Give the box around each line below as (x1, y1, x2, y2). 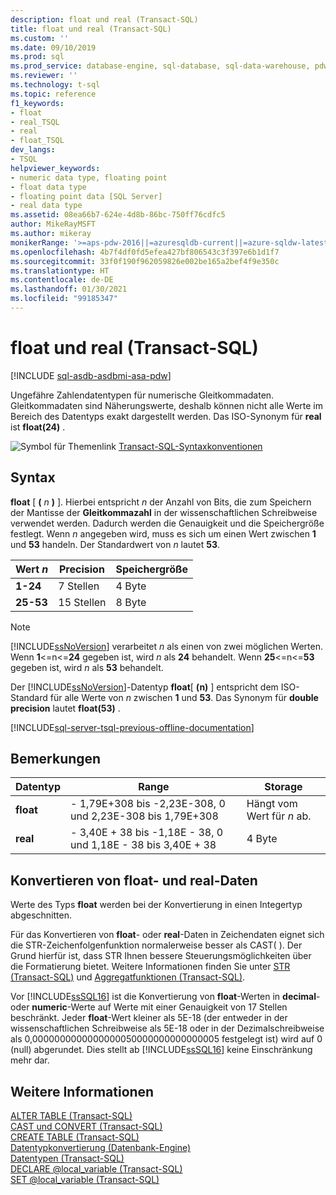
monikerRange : (10, 237, 70, 248)
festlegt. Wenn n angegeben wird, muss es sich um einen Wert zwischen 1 (10, 527, 317, 540)
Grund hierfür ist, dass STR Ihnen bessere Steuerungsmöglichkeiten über (10, 950, 312, 962)
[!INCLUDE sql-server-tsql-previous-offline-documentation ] (10, 721, 255, 733)
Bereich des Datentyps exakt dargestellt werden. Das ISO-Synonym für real (10, 410, 322, 422)
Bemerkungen (10, 751, 102, 768)
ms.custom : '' (10, 33, 70, 43)
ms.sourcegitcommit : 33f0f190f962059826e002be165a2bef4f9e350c (10, 256, 280, 266)
